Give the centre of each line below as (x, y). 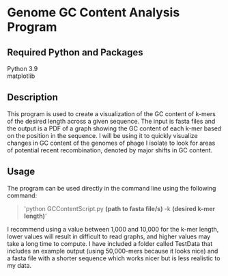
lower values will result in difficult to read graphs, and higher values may (109, 236)
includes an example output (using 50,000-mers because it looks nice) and (113, 251)
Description (32, 97)
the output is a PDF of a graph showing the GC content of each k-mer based (114, 128)
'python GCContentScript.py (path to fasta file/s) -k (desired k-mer (119, 208)
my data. (19, 265)
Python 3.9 (23, 69)
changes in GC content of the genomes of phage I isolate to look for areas (111, 143)
